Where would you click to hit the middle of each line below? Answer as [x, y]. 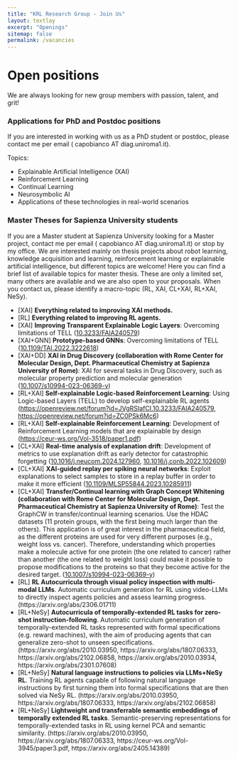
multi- [206, 582]
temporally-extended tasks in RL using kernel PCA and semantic [112, 725]
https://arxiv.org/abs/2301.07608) [67, 664]
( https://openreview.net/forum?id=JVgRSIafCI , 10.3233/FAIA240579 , [117, 408]
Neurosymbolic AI [44, 194]
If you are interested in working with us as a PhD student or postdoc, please [118, 136]
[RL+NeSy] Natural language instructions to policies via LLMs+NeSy [120, 672]
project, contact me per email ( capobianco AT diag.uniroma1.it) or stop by [116, 243]
